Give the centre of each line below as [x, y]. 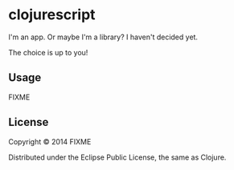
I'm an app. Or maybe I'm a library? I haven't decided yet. [103, 37]
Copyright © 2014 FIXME [50, 141]
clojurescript [52, 15]
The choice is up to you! [48, 52]
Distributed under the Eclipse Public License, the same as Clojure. [117, 157]
